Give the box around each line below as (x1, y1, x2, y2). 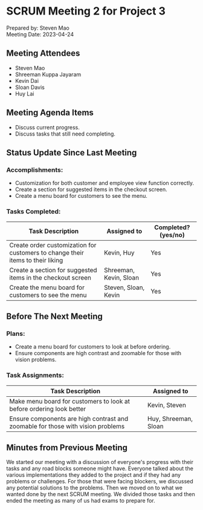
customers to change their (9, 248, 85, 257)
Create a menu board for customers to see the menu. (14, 192, 148, 200)
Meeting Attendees (6, 48, 80, 59)
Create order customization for (9, 241, 97, 249)
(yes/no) (159, 230, 185, 239)
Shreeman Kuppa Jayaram (14, 71, 82, 78)
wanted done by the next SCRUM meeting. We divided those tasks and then (6, 491, 195, 498)
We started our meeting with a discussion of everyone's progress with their (6, 459, 193, 466)
